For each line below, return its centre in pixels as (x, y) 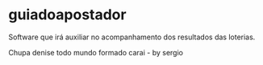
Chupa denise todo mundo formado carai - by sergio (96, 52)
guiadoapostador (67, 15)
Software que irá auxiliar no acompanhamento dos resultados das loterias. (132, 37)
